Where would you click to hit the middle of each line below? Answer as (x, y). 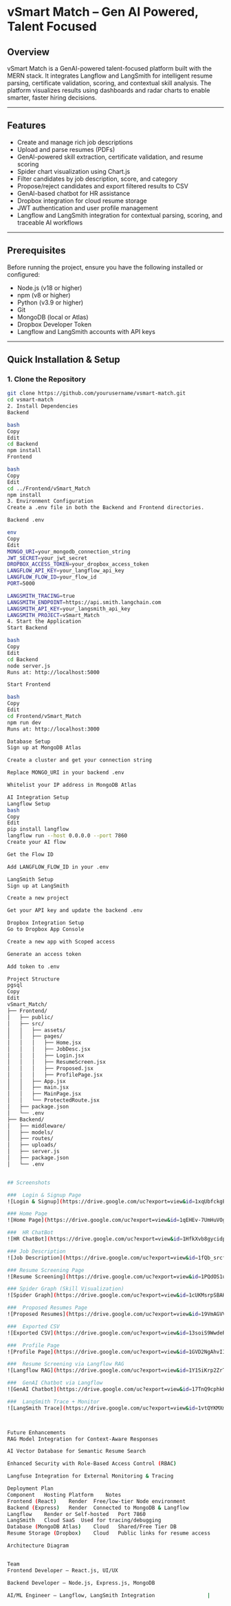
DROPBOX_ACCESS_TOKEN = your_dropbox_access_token (78, 564)
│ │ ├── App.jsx (37, 1081)
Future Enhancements (37, 1432)
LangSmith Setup (30, 879)
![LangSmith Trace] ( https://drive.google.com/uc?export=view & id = (102, 1408)
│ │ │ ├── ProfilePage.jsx (55, 1075)
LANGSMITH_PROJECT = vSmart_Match (53, 615)
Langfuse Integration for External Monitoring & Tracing (90, 1476)
